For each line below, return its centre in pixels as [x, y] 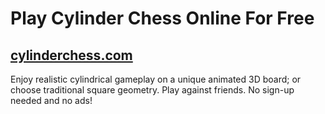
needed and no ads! [51, 100]
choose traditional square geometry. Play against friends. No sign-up [152, 90]
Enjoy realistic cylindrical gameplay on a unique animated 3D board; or [156, 79]
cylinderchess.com [71, 55]
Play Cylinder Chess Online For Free [162, 18]
